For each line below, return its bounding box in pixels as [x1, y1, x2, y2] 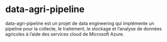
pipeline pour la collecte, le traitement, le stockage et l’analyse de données [5, 25, 162, 31]
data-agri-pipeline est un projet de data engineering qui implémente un [5, 20, 154, 26]
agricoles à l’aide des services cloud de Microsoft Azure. [5, 31, 124, 37]
